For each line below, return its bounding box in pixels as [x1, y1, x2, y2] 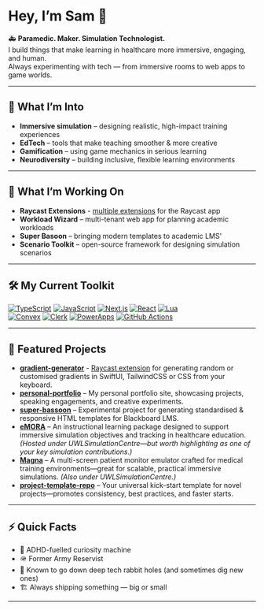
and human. [8, 53, 47, 62]
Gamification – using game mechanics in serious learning [19, 146, 207, 156]
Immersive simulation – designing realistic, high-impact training [19, 121, 228, 131]
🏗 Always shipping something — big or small [19, 582, 167, 592]
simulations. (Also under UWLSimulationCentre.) [19, 472, 177, 482]
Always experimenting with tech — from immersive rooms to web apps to [8, 61, 246, 71]
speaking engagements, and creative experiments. [19, 397, 185, 407]
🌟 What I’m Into [8, 100, 84, 113]
